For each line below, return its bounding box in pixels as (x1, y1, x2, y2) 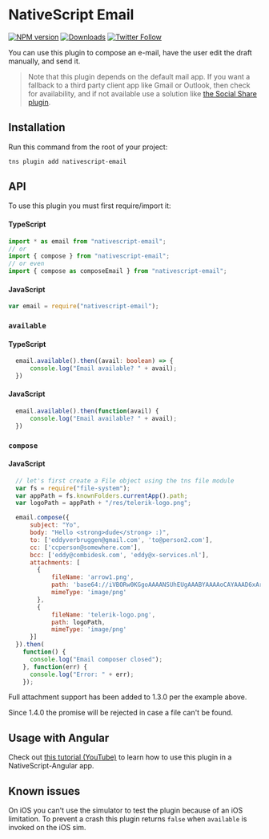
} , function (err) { (22, 662, 88, 671)
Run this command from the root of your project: (8, 142, 168, 152)
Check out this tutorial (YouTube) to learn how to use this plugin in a (8, 752, 232, 762)
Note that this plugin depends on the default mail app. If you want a (27, 71, 251, 81)
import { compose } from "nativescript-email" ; (8, 252, 171, 260)
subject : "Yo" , (29, 521, 81, 529)
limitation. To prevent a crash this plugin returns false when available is (8, 814, 247, 824)
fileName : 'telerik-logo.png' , (50, 610, 156, 619)
